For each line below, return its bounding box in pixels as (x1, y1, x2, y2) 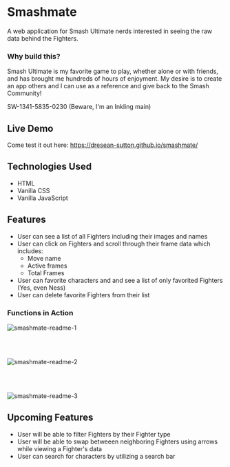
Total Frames (27, 268, 65, 277)
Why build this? (7, 51, 61, 61)
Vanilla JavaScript (17, 194, 69, 202)
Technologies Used (7, 161, 92, 172)
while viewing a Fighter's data (17, 444, 102, 453)
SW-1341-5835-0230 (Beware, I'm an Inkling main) (7, 103, 151, 111)
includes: (17, 246, 43, 255)
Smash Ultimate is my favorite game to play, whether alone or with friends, (7, 67, 219, 76)
